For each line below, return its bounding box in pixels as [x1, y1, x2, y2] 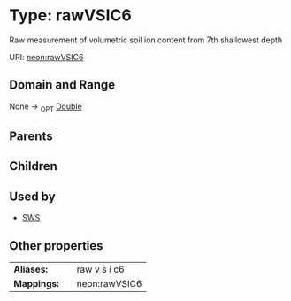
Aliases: [13, 263, 49, 275]
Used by [9, 189, 56, 204]
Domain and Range [9, 77, 116, 93]
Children [9, 158, 57, 174]
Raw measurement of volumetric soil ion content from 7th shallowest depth [9, 35, 283, 45]
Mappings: [13, 277, 60, 289]
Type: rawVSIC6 [9, 5, 133, 26]
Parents [9, 128, 53, 143]
